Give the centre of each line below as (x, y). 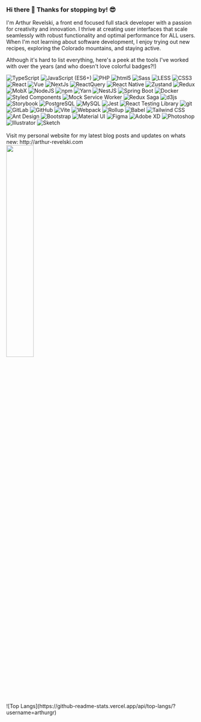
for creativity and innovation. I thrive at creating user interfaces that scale (97, 29)
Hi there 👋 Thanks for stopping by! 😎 (61, 10)
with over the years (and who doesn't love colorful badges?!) (82, 66)
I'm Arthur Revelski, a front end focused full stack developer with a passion (99, 23)
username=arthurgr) (31, 712)
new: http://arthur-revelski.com (45, 142)
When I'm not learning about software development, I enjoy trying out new (98, 42)
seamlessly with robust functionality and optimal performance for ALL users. (101, 36)
